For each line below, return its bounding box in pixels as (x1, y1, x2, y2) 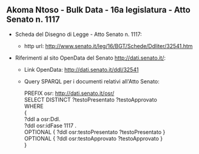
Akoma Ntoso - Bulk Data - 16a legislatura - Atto (6, 5, 191, 15)
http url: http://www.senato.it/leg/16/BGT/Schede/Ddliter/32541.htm (24, 42, 193, 49)
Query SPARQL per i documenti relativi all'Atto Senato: (24, 77, 160, 85)
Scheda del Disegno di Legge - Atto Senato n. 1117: (15, 30, 143, 38)
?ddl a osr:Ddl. (24, 115, 61, 122)
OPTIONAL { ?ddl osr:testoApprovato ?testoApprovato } (24, 135, 163, 142)
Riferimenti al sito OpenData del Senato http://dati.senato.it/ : (15, 54, 166, 61)
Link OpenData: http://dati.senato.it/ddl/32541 (24, 66, 139, 73)
